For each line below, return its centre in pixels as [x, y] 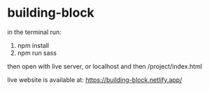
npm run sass [37, 53]
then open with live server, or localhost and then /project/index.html [105, 66]
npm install [33, 45]
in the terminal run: [34, 32]
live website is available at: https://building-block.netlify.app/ [95, 80]
